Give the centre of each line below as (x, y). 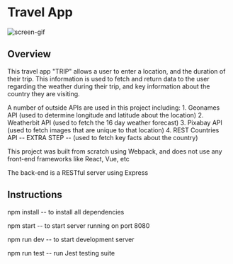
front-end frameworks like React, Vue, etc (68, 159)
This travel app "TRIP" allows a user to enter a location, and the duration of (116, 71)
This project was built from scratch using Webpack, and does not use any (115, 151)
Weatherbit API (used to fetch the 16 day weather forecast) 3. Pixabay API (115, 122)
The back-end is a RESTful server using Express (78, 172)
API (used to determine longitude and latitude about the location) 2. (106, 115)
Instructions (35, 195)
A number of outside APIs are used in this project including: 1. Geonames (114, 108)
